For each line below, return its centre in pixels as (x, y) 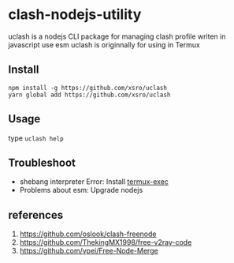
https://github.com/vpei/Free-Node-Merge (89, 251)
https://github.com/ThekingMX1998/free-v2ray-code (106, 242)
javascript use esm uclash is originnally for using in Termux (104, 44)
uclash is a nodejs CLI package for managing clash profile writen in (117, 36)
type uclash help (36, 138)
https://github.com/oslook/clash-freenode (88, 234)
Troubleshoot (42, 162)
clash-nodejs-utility (75, 15)
